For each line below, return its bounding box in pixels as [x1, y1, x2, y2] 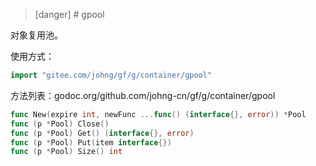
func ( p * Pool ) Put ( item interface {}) [10, 137, 172, 148]
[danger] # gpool [34, 9, 105, 20]
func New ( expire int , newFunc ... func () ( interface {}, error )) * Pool [10, 109, 307, 119]
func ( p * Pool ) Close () [10, 119, 110, 129]
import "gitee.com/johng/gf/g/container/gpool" [10, 70, 213, 80]
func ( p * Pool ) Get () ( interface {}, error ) [10, 128, 195, 138]
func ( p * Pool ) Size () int [10, 147, 123, 157]
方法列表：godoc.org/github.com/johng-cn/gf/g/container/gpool [10, 89, 276, 101]
